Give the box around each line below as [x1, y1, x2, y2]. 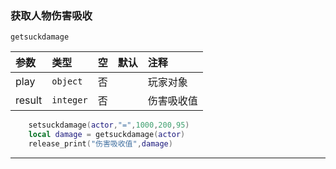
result [15, 93, 43, 107]
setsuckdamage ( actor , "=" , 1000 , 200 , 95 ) [28, 120, 190, 131]
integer [51, 95, 88, 106]
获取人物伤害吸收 [10, 8, 93, 22]
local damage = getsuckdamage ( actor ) [28, 130, 186, 140]
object [51, 76, 83, 87]
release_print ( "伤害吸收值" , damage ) [28, 139, 173, 149]
